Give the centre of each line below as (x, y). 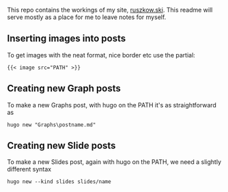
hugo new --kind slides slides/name (59, 182)
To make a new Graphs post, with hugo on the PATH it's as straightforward (112, 105)
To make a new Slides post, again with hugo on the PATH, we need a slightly (114, 162)
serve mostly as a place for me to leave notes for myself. (87, 17)
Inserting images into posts (67, 39)
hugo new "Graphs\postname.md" (52, 125)
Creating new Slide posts (61, 146)
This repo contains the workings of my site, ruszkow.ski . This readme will (110, 10)
